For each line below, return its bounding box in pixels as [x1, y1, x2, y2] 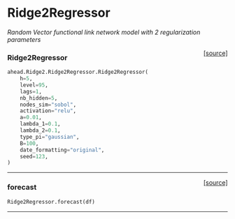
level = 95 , [20, 82, 49, 89]
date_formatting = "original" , [20, 146, 105, 153]
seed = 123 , [20, 153, 49, 160]
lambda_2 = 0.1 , [20, 127, 61, 134]
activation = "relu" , [20, 107, 77, 114]
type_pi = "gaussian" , [20, 133, 80, 140]
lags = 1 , [20, 88, 42, 95]
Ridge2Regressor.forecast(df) [7, 198, 96, 205]
